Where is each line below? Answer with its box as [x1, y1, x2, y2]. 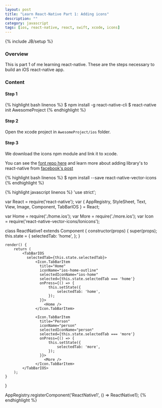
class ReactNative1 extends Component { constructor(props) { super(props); [5, 228, 157, 234]
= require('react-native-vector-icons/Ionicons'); [5, 218, 100, 224]
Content [5, 79, 25, 85]
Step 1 [5, 91, 18, 97]
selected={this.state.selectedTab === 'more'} [39, 331, 135, 337]
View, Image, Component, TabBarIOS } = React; [5, 204, 100, 209]
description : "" [5, 16, 38, 21]
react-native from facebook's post [5, 165, 74, 171]
